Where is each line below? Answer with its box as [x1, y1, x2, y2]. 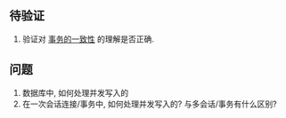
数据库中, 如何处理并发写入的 [21, 87, 129, 98]
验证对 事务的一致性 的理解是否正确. [21, 34, 154, 44]
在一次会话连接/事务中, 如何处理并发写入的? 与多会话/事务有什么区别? [21, 98, 278, 109]
